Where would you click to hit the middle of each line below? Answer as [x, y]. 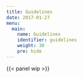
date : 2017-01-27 [28, 18]
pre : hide [30, 51]
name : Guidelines [39, 34]
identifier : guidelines [47, 40]
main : [19, 29]
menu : [13, 23]
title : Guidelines [29, 12]
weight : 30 [31, 46]
